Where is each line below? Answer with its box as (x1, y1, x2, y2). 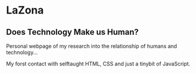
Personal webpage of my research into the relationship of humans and (6, 42, 177, 49)
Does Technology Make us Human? (6, 27, 139, 37)
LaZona (6, 4, 44, 17)
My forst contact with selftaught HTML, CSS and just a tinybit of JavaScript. (6, 60, 191, 67)
